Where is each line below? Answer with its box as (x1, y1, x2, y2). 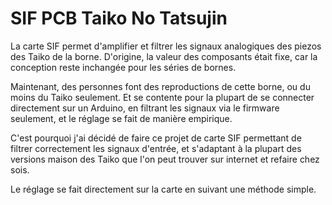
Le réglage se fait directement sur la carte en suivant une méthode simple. (10, 183, 317, 195)
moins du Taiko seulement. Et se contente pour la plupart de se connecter (10, 91, 315, 103)
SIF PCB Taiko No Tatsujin (10, 7, 228, 30)
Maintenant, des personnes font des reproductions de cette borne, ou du (10, 80, 311, 92)
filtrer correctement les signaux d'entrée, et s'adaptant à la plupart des (10, 142, 302, 154)
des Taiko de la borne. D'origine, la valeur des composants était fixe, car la (10, 50, 318, 62)
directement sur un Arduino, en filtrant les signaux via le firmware (10, 102, 280, 114)
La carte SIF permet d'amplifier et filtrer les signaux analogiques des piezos (10, 40, 322, 52)
